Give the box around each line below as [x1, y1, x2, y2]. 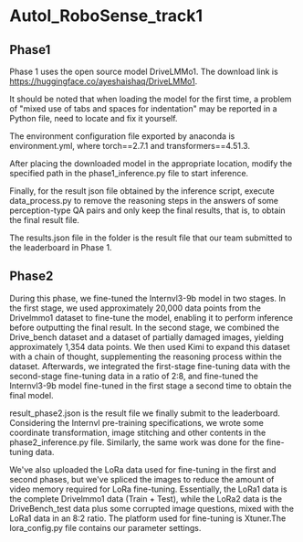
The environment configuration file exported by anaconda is [9, 131, 235, 142]
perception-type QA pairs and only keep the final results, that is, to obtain [9, 205, 286, 216]
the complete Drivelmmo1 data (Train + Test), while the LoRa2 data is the [9, 493, 283, 504]
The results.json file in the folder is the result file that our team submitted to [9, 232, 293, 243]
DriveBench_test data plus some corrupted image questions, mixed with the [9, 503, 295, 514]
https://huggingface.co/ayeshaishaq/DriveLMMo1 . [9, 76, 198, 87]
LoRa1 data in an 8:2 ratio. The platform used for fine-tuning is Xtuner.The [9, 513, 287, 524]
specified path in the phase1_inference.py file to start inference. [9, 168, 249, 178]
